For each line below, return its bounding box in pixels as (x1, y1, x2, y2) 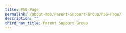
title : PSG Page (5, 7, 39, 12)
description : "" (5, 16, 39, 21)
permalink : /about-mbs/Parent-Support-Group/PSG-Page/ (5, 12, 122, 16)
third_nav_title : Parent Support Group (5, 20, 88, 26)
